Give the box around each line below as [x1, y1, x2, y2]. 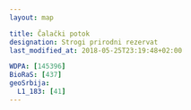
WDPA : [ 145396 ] [9, 62, 66, 72]
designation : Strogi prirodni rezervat [9, 38, 159, 47]
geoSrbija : [9, 79, 50, 88]
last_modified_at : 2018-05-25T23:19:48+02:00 [9, 46, 182, 55]
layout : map [9, 13, 54, 22]
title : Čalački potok [9, 29, 91, 38]
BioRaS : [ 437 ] [9, 71, 63, 80]
